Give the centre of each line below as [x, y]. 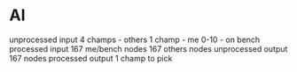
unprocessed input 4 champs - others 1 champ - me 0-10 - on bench [135, 40]
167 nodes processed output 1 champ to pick [91, 58]
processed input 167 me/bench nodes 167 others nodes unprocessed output [148, 48]
